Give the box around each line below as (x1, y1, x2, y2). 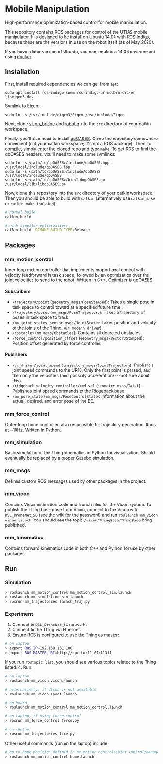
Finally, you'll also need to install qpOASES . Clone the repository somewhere (5, 135, 158, 141)
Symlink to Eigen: (5, 103, 40, 109)
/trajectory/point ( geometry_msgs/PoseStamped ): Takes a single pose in (12, 299, 155, 305)
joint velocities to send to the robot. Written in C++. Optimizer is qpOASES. (5, 277, 154, 283)
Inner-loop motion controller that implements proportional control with (5, 266, 145, 273)
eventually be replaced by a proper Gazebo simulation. (5, 455, 114, 461)
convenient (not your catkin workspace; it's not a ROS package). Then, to (5, 140, 152, 146)
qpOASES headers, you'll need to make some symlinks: (5, 151, 115, 156)
